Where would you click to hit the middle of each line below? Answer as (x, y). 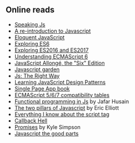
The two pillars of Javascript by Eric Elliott (67, 107)
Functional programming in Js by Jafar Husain (71, 101)
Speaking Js (30, 24)
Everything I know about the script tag (62, 114)
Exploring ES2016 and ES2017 (51, 50)
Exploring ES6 (32, 43)
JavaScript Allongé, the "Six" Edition (59, 63)
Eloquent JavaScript (39, 37)
